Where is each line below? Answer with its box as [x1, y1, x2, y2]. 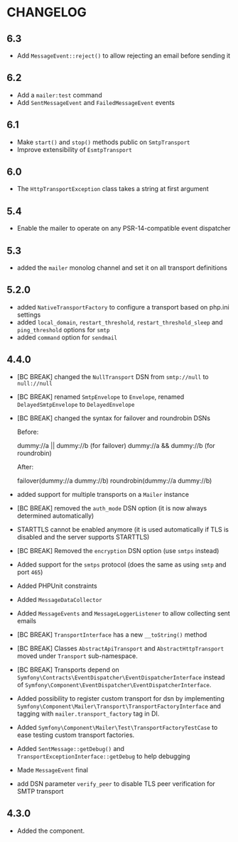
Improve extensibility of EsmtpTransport [16, 145, 132, 153]
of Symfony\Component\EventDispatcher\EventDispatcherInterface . [16, 680, 212, 689]
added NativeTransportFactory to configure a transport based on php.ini [16, 302, 229, 311]
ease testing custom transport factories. [16, 731, 135, 739]
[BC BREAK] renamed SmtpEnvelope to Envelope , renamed [16, 392, 185, 401]
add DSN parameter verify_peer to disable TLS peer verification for [16, 779, 216, 788]
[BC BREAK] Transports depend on [16, 665, 120, 674]
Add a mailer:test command [16, 90, 102, 99]
